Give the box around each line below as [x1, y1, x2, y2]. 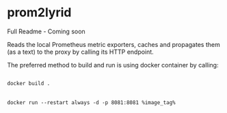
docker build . [7, 80, 51, 86]
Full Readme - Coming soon [7, 27, 85, 35]
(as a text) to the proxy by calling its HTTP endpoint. [7, 48, 154, 56]
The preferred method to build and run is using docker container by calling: [7, 61, 219, 69]
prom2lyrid [7, 5, 72, 20]
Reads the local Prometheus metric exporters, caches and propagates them [7, 40, 220, 48]
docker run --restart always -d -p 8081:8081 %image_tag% [7, 99, 176, 106]
